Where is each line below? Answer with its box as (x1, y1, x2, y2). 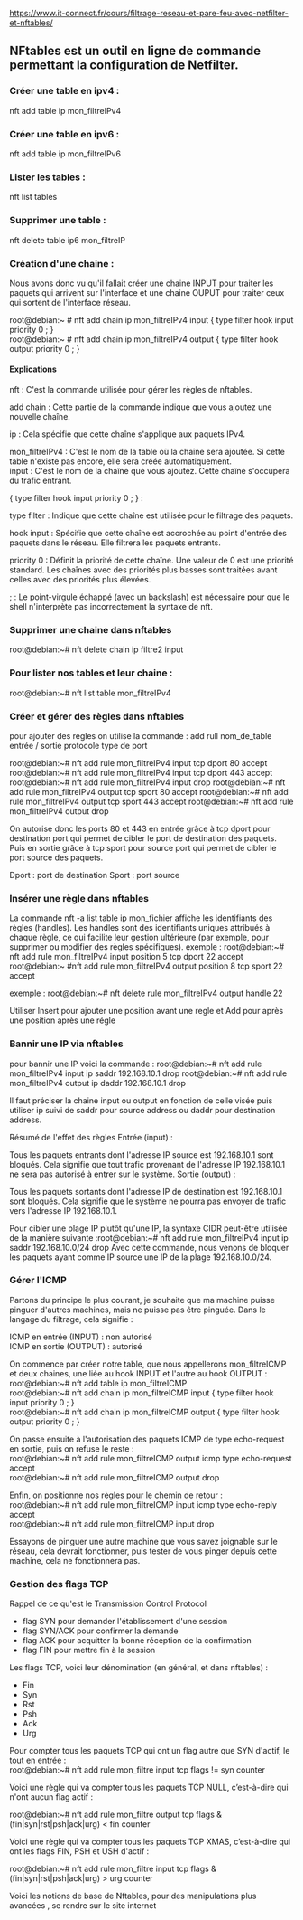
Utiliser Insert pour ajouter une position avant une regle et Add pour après (9, 1006, 284, 1017)
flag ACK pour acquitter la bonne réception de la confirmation (22, 1635, 252, 1646)
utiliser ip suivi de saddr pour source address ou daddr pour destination (9, 1104, 276, 1115)
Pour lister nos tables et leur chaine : (9, 667, 173, 679)
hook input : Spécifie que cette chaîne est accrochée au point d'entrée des (9, 528, 287, 539)
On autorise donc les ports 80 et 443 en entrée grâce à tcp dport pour (9, 823, 271, 834)
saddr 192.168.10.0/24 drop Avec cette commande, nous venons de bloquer (9, 1242, 289, 1253)
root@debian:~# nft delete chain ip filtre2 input (9, 644, 184, 655)
